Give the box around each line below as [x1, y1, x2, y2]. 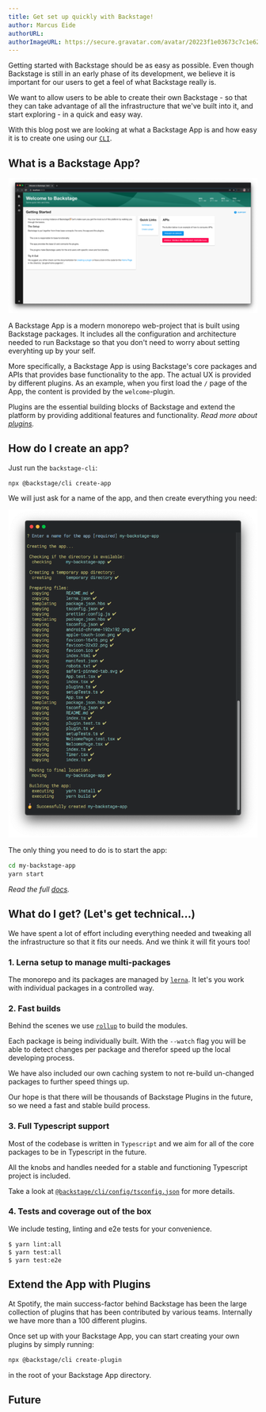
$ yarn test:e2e [8, 1256, 62, 1264]
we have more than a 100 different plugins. [8, 1315, 148, 1325]
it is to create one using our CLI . [8, 133, 112, 143]
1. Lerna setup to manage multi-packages [8, 957, 171, 968]
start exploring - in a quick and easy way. [8, 109, 143, 119]
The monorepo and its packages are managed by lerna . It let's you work [8, 974, 245, 984]
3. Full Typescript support [8, 1121, 109, 1132]
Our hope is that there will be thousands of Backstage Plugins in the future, [8, 1092, 253, 1102]
